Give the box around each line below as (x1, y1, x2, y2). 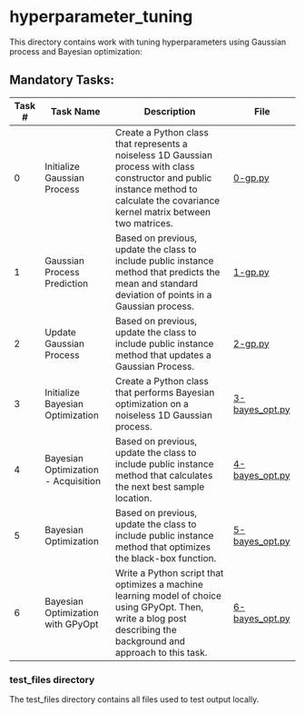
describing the (114, 623, 177, 636)
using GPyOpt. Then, (114, 600, 204, 613)
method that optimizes (114, 540, 212, 553)
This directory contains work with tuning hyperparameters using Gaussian (9, 36, 287, 47)
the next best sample (114, 480, 205, 492)
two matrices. (114, 216, 174, 229)
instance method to (114, 183, 198, 195)
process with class (114, 160, 195, 173)
